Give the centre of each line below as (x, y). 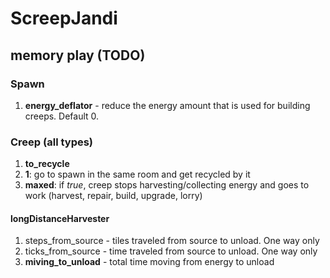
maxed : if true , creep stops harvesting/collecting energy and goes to (167, 185)
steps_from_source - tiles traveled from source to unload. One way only (172, 241)
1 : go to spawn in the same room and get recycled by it (137, 174)
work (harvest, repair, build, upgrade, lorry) (113, 196)
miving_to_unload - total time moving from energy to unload (149, 262)
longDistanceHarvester (60, 218)
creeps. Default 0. (62, 116)
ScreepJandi (64, 18)
